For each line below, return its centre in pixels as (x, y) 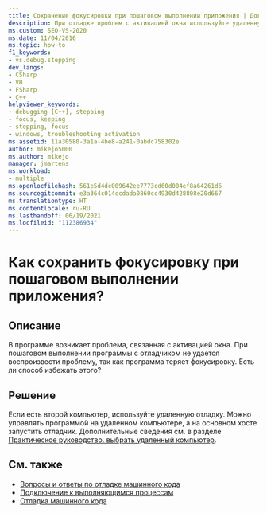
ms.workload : (30, 171)
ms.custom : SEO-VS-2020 (48, 30)
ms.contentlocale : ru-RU (49, 208)
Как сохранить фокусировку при (124, 262)
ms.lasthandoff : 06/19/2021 (55, 216)
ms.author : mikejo (39, 156)
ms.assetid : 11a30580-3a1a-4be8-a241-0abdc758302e (94, 141)
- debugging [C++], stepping (56, 112)
